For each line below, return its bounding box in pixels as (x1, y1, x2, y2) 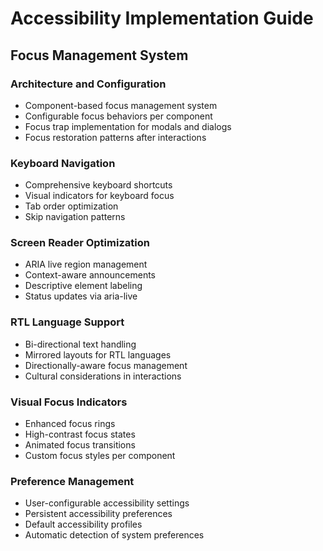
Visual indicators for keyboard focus (24, 190, 175, 202)
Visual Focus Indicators (10, 395, 128, 409)
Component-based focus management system (24, 99, 218, 111)
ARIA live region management (24, 258, 148, 271)
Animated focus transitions (24, 439, 136, 451)
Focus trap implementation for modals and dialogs (24, 120, 232, 132)
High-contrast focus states (24, 428, 136, 441)
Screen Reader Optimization (10, 236, 150, 250)
